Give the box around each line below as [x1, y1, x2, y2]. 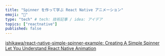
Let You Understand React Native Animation [5, 45, 97, 51]
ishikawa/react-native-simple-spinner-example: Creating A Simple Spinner [5, 40, 160, 46]
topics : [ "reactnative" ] [5, 21, 57, 27]
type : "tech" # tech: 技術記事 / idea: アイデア [5, 17, 103, 22]
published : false [5, 26, 42, 31]
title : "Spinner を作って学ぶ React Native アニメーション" [5, 7, 124, 13]
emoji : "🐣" [5, 12, 28, 17]
